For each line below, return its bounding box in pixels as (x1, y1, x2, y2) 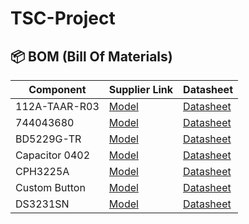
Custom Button (15, 181, 86, 194)
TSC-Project (10, 7, 116, 30)
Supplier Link (108, 83, 174, 96)
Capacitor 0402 (15, 148, 91, 162)
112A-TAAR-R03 (15, 100, 100, 113)
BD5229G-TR (15, 132, 82, 146)
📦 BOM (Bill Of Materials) (10, 48, 173, 65)
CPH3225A (15, 165, 70, 178)
